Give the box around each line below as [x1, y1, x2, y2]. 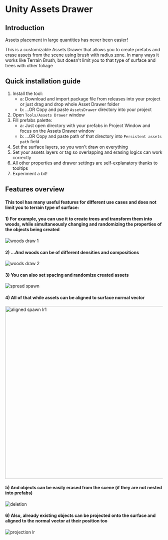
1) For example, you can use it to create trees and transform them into [5, 216, 152, 222]
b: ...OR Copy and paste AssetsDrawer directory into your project [19, 106, 152, 113]
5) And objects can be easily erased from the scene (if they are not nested [5, 485, 162, 491]
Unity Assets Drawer [5, 4, 93, 15]
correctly [12, 154, 31, 160]
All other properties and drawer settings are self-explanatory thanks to [12, 160, 158, 166]
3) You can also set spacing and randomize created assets [5, 272, 129, 278]
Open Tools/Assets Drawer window [12, 112, 85, 118]
